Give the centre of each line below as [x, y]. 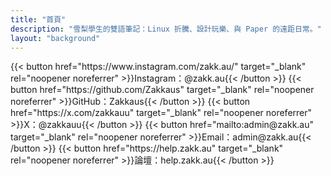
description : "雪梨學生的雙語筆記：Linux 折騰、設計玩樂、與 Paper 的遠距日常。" [166, 29]
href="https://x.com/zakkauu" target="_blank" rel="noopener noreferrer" [161, 113]
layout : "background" [55, 38]
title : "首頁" [38, 19]
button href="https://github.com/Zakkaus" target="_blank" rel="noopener [162, 90]
